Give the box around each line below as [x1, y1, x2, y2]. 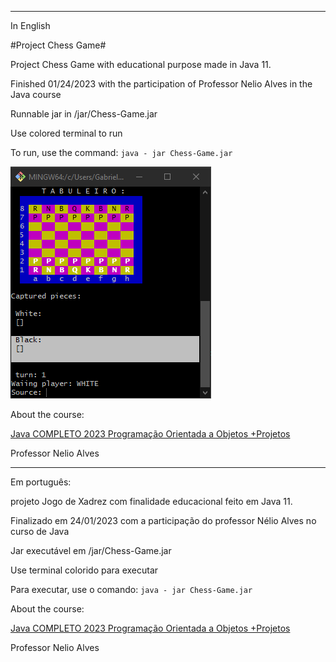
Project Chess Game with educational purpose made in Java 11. [10, 59, 272, 70]
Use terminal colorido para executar [10, 564, 159, 576]
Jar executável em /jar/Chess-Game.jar [10, 545, 172, 556]
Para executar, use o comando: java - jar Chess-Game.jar [10, 584, 253, 595]
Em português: [10, 476, 72, 488]
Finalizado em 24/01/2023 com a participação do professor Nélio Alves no [10, 515, 317, 526]
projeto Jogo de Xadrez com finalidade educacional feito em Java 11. [10, 496, 293, 507]
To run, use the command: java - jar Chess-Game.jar [10, 147, 233, 158]
